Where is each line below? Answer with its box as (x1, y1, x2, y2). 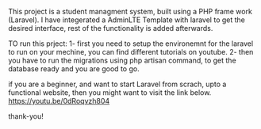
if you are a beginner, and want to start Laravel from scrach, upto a (8, 79, 227, 89)
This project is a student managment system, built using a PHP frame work (8, 7, 252, 16)
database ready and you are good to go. (8, 64, 140, 74)
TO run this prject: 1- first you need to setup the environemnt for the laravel (8, 39, 254, 48)
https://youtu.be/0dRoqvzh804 (8, 97, 110, 105)
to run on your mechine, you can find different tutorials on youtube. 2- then (8, 47, 254, 56)
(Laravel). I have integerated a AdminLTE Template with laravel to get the (8, 15, 246, 25)
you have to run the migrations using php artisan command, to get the (8, 55, 236, 65)
